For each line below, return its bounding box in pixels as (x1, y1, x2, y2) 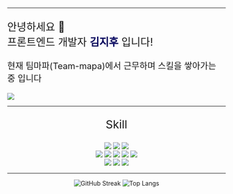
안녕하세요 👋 (7, 20, 65, 33)
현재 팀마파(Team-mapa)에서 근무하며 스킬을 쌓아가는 (7, 60, 216, 71)
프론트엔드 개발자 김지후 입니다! (7, 35, 154, 48)
